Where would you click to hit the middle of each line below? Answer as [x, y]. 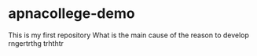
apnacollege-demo [72, 14]
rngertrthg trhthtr [36, 43]
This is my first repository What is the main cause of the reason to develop [129, 35]
